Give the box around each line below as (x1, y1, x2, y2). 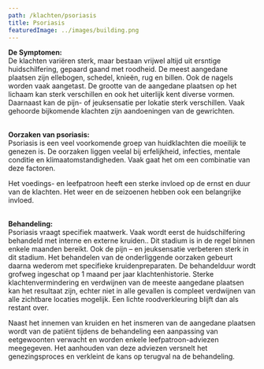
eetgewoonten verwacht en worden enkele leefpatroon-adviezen (8, 335, 219, 345)
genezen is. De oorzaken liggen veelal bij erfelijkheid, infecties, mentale (8, 147, 240, 156)
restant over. (8, 303, 50, 312)
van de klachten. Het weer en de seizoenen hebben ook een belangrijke (8, 187, 242, 197)
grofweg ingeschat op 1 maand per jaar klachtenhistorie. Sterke (8, 270, 214, 279)
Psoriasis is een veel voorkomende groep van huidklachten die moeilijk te (8, 139, 247, 148)
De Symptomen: (8, 48, 63, 58)
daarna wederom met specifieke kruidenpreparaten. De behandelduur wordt (8, 261, 256, 270)
